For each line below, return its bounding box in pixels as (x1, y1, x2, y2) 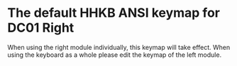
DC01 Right (7, 20, 75, 36)
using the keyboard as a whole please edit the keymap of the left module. (7, 51, 222, 59)
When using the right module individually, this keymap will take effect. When (7, 43, 231, 51)
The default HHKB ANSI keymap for (7, 5, 220, 21)
